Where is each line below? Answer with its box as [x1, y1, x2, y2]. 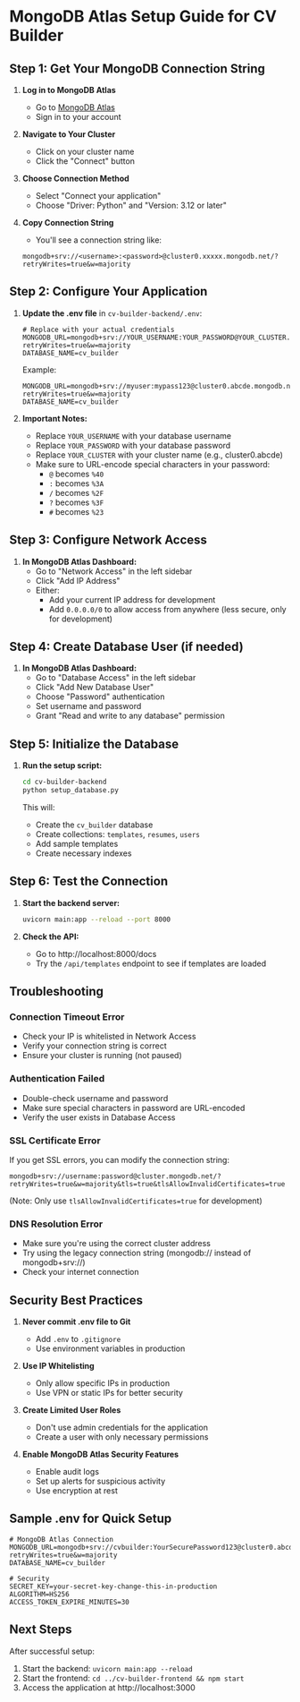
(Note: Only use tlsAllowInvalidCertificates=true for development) [9, 1195, 263, 1206]
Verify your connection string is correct [21, 1040, 167, 1051]
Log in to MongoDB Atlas [21, 85, 116, 95]
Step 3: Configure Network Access [9, 533, 208, 548]
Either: [35, 585, 60, 595]
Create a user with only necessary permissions [35, 1432, 209, 1442]
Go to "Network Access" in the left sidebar [35, 566, 193, 577]
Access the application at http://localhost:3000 [21, 1681, 196, 1693]
